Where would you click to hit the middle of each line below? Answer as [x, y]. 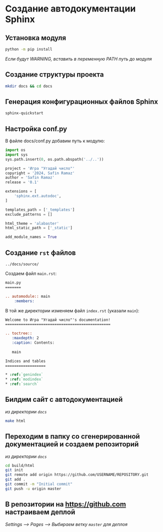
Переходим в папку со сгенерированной [72, 437]
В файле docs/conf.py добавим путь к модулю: [55, 141]
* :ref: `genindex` [24, 375]
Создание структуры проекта [54, 75]
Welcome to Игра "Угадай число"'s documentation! [58, 320]
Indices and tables [25, 361]
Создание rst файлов [40, 252]
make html [15, 421]
